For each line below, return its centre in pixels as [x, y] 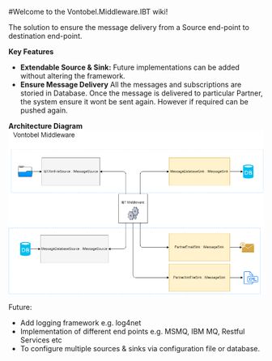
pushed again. [44, 110]
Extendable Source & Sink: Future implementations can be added [130, 67]
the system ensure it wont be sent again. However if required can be [134, 102]
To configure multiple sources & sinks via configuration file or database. [140, 349]
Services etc [41, 340]
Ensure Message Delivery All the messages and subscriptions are [131, 85]
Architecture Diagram [46, 126]
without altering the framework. [72, 76]
